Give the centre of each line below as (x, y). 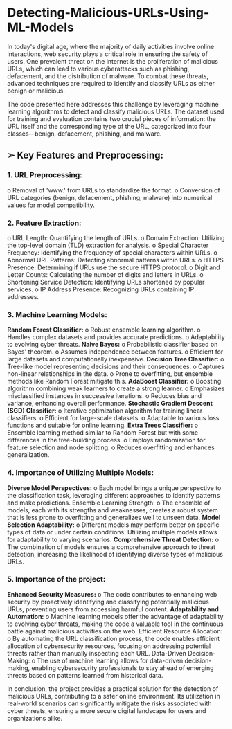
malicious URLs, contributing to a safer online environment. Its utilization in (114, 696)
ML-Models (41, 27)
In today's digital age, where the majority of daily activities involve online (111, 46)
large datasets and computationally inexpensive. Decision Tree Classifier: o (116, 359)
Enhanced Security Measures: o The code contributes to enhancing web (112, 594)
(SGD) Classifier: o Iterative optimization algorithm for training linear (105, 411)
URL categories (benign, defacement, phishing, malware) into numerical (110, 197)
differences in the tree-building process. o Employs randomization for (106, 440)
